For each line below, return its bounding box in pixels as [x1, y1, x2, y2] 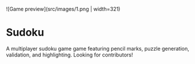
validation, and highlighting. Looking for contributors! [6, 51, 133, 58]
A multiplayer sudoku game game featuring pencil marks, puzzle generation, [6, 45, 189, 52]
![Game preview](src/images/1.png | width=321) [6, 6, 120, 12]
